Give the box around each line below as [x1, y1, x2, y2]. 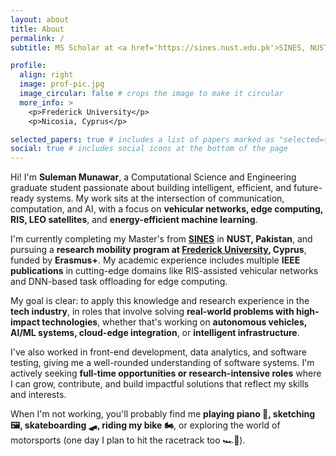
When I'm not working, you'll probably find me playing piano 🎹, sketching [10, 408, 316, 420]
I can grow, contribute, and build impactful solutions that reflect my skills [10, 378, 310, 390]
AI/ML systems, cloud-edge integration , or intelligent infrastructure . [10, 327, 300, 339]
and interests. [10, 389, 67, 401]
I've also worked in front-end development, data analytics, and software [10, 346, 307, 358]
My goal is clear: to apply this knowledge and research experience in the [10, 295, 310, 307]
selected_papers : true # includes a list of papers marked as [10, 134, 275, 145]
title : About [10, 24, 65, 34]
